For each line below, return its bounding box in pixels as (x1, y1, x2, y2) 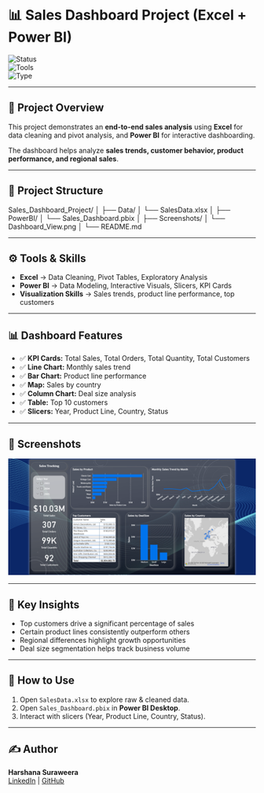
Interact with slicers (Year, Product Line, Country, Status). (19, 711, 206, 721)
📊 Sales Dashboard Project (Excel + (8, 6, 247, 24)
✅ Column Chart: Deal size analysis (19, 389, 137, 398)
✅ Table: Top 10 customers (19, 398, 108, 407)
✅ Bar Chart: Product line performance (19, 371, 147, 381)
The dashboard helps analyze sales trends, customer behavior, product (8, 145, 244, 155)
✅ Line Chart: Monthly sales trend (19, 362, 131, 372)
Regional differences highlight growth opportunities (19, 636, 186, 645)
